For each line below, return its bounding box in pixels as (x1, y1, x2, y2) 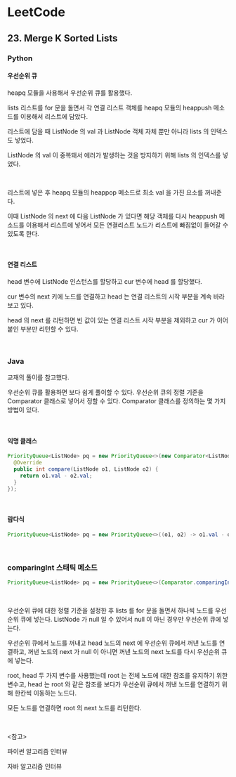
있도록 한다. (7, 229, 40, 237)
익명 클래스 (7, 436, 37, 445)
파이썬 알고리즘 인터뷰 (7, 747, 68, 755)
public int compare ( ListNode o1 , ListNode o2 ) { (13, 466, 159, 473)
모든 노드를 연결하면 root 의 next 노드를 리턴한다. (7, 703, 142, 712)
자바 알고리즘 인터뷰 (7, 762, 62, 770)
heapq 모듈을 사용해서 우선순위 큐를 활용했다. (7, 89, 133, 97)
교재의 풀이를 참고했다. (7, 373, 70, 381)
